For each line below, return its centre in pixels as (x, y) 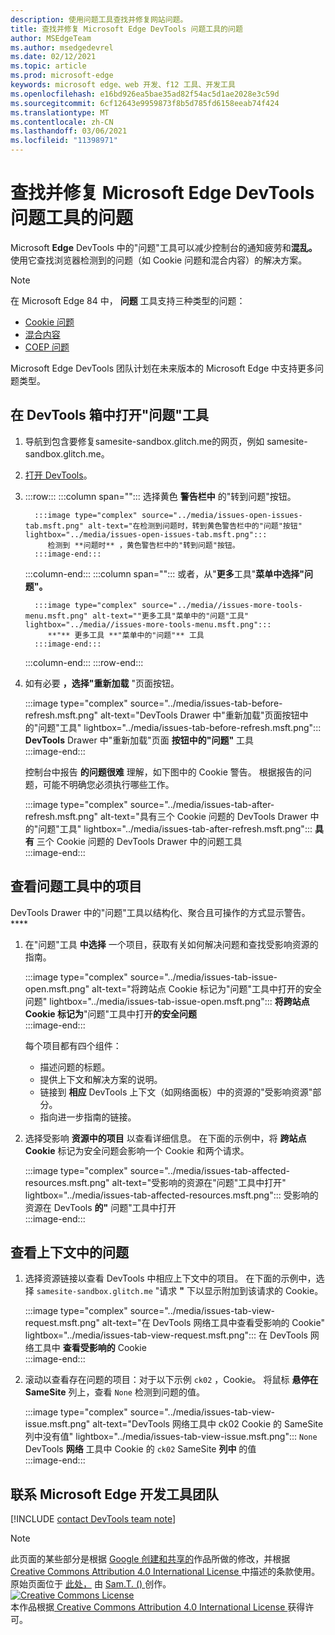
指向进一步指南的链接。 (88, 1117)
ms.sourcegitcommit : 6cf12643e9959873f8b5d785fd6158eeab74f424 (145, 103)
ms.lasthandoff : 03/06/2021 (69, 131)
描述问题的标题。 (75, 1067)
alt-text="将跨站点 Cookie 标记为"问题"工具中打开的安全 (207, 988)
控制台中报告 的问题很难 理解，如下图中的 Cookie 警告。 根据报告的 (163, 772)
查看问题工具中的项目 (76, 886)
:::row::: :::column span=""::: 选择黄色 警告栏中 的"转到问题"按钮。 (160, 496)
